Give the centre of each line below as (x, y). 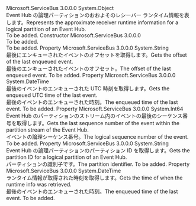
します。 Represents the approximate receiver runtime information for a (92, 22)
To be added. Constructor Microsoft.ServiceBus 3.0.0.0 (73, 35)
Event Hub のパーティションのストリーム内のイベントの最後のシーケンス (94, 116)
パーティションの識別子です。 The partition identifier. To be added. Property (98, 164)
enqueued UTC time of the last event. (52, 95)
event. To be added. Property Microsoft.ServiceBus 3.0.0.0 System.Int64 (95, 109)
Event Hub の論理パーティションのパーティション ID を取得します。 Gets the (98, 151)
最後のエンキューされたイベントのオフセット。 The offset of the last (89, 68)
